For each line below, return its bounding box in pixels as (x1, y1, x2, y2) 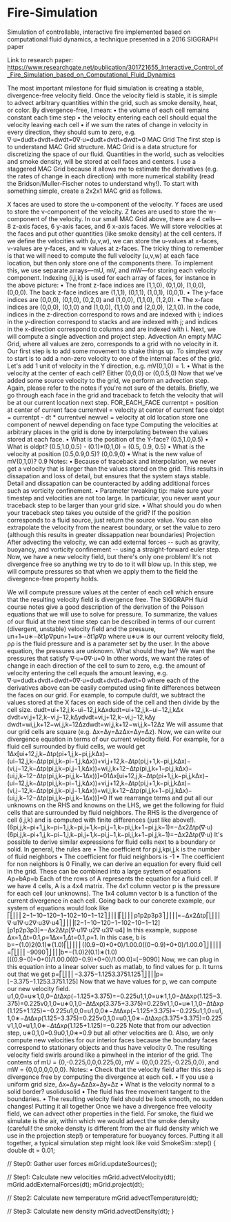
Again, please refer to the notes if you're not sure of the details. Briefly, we (7, 384, 219, 392)
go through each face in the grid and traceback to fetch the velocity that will (7, 391, 223, 399)
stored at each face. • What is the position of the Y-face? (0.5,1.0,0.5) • (7, 435, 209, 443)
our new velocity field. (7, 984, 70, 993)
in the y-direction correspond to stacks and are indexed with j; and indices (7, 317, 219, 326)
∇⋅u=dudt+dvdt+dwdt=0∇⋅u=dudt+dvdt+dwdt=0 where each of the (7, 676, 199, 684)
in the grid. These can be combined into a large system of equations (7, 867, 201, 875)
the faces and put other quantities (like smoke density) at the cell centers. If (7, 229, 222, 238)
